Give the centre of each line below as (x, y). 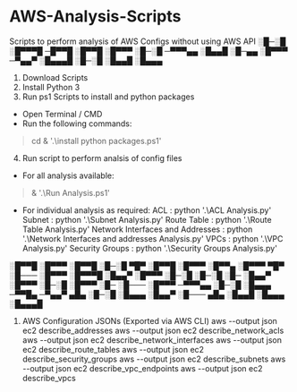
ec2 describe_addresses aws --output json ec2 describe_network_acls (153, 330)
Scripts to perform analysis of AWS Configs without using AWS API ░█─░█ (148, 41)
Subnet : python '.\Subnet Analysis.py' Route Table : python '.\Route (147, 219)
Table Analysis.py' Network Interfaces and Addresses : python (137, 229)
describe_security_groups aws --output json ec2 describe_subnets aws (154, 359)
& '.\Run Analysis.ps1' (70, 192)
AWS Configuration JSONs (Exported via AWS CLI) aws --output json (149, 320)
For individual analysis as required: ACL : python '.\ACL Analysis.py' (147, 210)
